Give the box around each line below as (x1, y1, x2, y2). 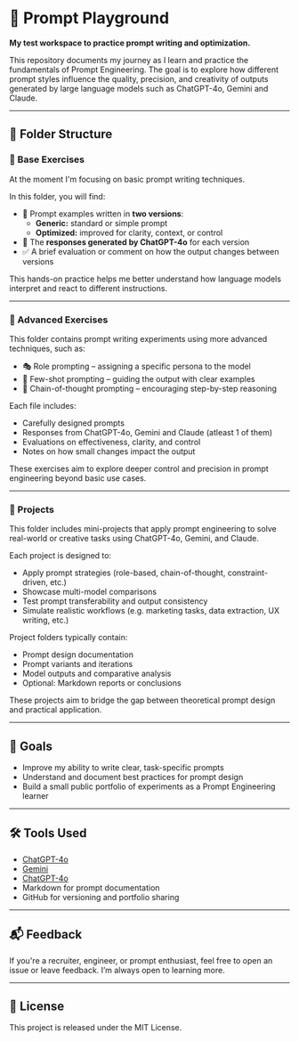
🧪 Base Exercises (9, 153, 85, 166)
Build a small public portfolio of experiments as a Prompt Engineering (21, 781, 276, 792)
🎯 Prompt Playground (9, 8, 170, 28)
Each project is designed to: (9, 550, 112, 561)
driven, (21, 577, 49, 588)
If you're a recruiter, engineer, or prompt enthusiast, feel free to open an (9, 955, 273, 965)
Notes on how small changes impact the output (21, 445, 196, 457)
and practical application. (9, 704, 102, 715)
